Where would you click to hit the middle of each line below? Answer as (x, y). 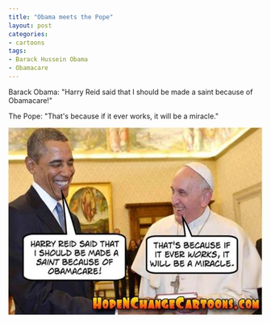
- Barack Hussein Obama (48, 60)
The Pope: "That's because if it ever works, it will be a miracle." (114, 116)
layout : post (30, 25)
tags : (17, 51)
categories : (28, 34)
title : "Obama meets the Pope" (61, 17)
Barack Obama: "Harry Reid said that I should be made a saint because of (131, 92)
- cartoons (27, 43)
